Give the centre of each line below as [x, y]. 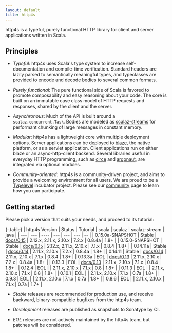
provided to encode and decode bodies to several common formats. [85, 80]
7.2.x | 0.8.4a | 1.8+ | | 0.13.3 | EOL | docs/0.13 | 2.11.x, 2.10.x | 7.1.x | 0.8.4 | [83, 262]
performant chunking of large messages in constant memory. [78, 127]
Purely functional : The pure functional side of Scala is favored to [81, 90]
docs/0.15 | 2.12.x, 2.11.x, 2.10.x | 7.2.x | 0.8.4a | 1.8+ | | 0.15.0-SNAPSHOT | [84, 240]
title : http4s [21, 15]
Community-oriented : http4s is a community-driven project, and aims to [89, 174]
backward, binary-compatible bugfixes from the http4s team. [77, 300]
